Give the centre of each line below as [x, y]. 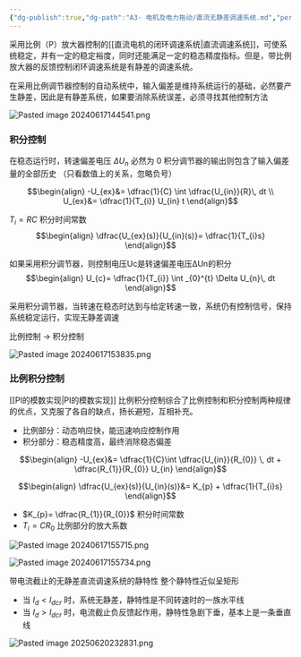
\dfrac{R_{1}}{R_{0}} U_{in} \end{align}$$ [150, 469]
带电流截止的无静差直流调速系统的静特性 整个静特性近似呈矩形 [124, 580]
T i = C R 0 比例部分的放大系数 [75, 526]
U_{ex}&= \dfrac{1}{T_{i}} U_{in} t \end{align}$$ [150, 201]
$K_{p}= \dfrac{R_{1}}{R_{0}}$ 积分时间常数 [103, 514]
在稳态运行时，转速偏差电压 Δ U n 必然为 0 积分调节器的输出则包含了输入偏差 [149, 162]
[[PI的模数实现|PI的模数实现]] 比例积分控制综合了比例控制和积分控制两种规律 [150, 400]
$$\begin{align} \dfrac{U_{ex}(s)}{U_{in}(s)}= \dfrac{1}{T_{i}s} [150, 235]
